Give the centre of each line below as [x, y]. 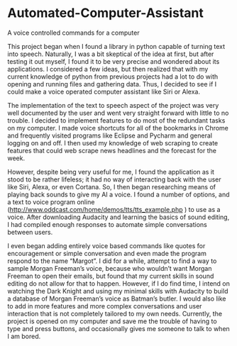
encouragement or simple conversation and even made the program [107, 253]
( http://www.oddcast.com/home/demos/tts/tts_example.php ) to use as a [114, 209]
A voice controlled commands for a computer [73, 33]
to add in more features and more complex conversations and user [105, 306]
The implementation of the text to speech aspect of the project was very [113, 105]
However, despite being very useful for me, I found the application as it [111, 172]
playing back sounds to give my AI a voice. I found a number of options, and [118, 194]
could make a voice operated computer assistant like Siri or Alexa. [104, 91]
